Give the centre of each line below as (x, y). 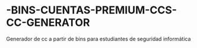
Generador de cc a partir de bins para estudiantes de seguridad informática (99, 39)
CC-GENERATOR (48, 23)
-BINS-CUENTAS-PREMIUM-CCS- (91, 10)
